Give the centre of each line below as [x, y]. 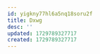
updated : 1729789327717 [42, 33]
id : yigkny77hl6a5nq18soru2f [50, 14]
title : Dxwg [25, 20]
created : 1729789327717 [42, 40]
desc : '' [20, 27]
